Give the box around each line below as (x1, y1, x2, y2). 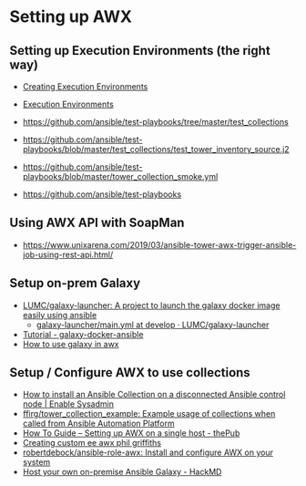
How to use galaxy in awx (22, 338, 119, 349)
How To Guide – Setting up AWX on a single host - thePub (22, 428, 240, 439)
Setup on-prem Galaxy (9, 275, 141, 291)
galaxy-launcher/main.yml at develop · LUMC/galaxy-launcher (36, 319, 270, 330)
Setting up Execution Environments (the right (9, 43, 270, 58)
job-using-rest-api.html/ (22, 249, 114, 260)
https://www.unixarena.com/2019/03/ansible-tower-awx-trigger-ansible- (22, 239, 297, 250)
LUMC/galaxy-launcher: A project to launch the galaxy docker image (22, 299, 280, 311)
